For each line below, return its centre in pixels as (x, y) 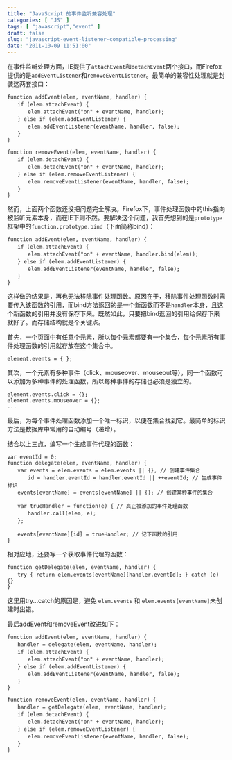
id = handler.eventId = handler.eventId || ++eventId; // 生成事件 (125, 478)
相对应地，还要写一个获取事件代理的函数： (68, 554)
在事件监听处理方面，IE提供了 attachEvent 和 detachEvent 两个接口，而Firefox (115, 66)
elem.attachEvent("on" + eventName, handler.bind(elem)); (113, 254)
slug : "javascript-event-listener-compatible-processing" (92, 40)
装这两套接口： (28, 84)
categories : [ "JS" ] (38, 20)
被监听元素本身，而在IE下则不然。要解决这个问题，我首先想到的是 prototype (115, 217)
